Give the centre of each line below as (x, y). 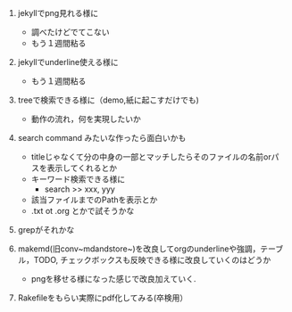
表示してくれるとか (82, 168)
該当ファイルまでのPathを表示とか (94, 200)
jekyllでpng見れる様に (58, 13)
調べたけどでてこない (70, 32)
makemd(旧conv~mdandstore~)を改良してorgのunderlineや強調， (139, 249)
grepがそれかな (46, 230)
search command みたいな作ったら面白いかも (102, 138)
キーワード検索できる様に (78, 179)
